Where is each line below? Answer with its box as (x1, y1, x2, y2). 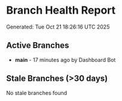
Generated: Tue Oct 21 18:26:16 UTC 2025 (6, 23, 110, 30)
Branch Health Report (6, 4, 116, 17)
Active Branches (6, 40, 69, 50)
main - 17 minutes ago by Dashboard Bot (14, 56, 116, 63)
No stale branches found (6, 89, 68, 96)
